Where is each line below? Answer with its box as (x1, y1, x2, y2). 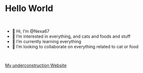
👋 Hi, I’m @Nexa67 (12, 28, 50, 34)
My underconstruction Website (5, 62, 67, 68)
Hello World (5, 3, 53, 14)
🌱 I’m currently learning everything (12, 38, 81, 44)
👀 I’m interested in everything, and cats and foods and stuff (12, 33, 131, 39)
